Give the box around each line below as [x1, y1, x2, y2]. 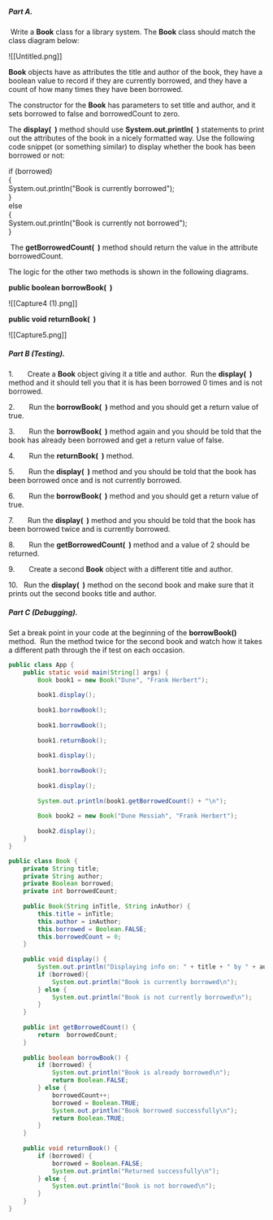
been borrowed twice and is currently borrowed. [8, 524, 171, 534]
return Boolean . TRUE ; [51, 1114, 126, 1122]
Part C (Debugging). [8, 607, 79, 617]
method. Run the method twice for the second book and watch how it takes [8, 636, 262, 646]
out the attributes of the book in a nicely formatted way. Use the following [8, 133, 255, 142]
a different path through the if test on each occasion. [8, 645, 185, 655]
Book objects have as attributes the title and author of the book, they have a [8, 67, 262, 76]
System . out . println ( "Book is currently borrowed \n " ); [51, 978, 238, 986]
